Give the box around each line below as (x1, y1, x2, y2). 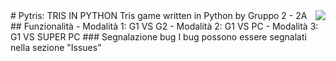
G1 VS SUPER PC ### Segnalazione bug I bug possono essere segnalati (10, 31, 307, 43)
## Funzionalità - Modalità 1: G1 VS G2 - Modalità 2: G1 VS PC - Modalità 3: (10, 20, 319, 32)
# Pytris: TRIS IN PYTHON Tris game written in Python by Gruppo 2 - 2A (10, 10, 308, 21)
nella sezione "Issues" (10, 42, 102, 53)
